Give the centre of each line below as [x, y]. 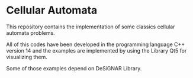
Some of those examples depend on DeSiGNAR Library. [74, 68]
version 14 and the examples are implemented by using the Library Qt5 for [96, 50]
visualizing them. [27, 57]
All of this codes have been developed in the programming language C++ [96, 44]
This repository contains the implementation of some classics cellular [91, 27]
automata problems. [30, 32]
